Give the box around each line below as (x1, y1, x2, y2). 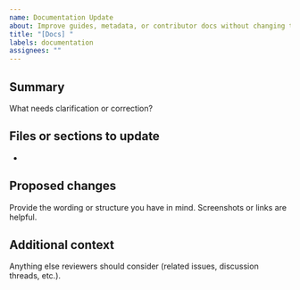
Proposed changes (9, 178, 117, 194)
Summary (9, 79, 65, 95)
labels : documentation (9, 37, 94, 47)
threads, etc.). (9, 270, 61, 281)
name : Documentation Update (9, 12, 114, 22)
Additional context (9, 237, 114, 253)
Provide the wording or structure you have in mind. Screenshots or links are (9, 202, 287, 212)
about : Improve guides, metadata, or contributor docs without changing (9, 21, 286, 30)
